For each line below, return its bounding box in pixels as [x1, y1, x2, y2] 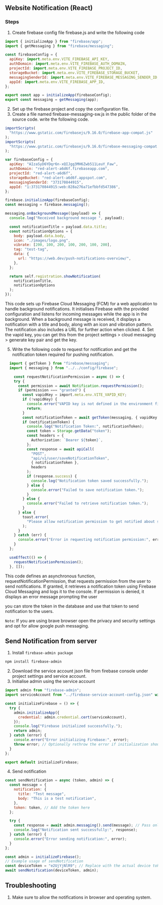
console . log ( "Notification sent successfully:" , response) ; [14, 828, 138, 832]
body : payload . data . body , [14, 233, 66, 238]
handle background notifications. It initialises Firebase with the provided [5, 306, 149, 312]
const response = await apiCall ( [26, 446, 95, 452]
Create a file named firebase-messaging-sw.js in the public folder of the [12, 111, 156, 117]
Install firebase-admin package [12, 650, 73, 656]
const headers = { [26, 433, 64, 438]
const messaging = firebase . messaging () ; [5, 202, 90, 207]
